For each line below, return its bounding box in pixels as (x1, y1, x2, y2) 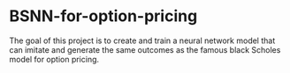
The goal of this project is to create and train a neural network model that (9, 35, 276, 46)
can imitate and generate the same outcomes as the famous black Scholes (9, 44, 281, 55)
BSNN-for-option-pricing (9, 6, 198, 26)
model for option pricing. (9, 54, 100, 64)
